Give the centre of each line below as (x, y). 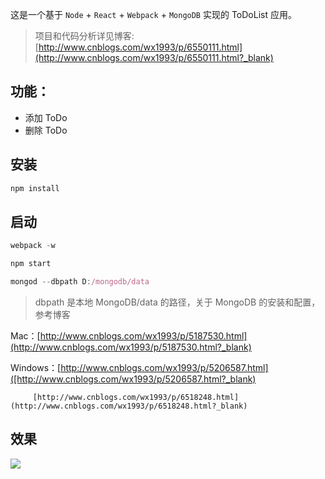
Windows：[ (36, 367)
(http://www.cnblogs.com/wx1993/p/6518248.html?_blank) (129, 406)
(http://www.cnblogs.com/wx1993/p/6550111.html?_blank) (154, 57)
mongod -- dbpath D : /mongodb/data (80, 282)
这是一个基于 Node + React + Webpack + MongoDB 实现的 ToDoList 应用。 (153, 14)
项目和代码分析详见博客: (84, 36)
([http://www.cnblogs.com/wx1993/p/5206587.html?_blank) (133, 379)
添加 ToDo (46, 117)
